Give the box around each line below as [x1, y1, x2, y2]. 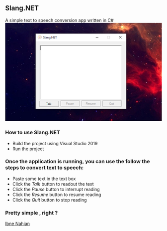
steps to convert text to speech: [5, 164, 84, 171]
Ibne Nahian [5, 221, 30, 227]
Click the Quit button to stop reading [12, 197, 87, 203]
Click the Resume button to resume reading [12, 192, 101, 198]
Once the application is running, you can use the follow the [5, 158, 150, 165]
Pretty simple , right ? [5, 209, 58, 216]
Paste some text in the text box [12, 176, 76, 182]
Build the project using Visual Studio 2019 [12, 140, 98, 146]
